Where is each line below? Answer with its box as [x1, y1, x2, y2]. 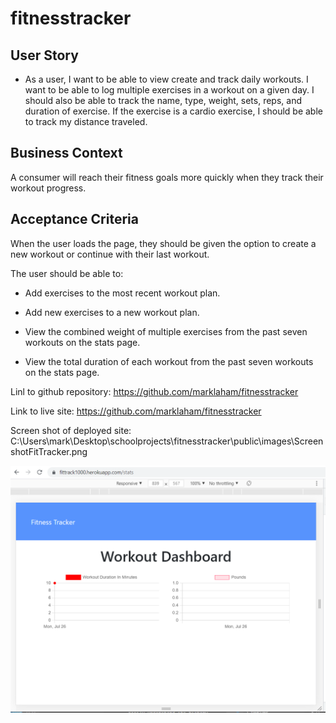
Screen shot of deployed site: [10, 424, 132, 436]
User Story [10, 47, 79, 64]
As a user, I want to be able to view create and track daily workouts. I [24, 73, 309, 85]
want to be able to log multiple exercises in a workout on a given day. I [24, 84, 315, 96]
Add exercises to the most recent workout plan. [24, 287, 221, 299]
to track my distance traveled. [24, 116, 148, 127]
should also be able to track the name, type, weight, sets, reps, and [24, 95, 302, 106]
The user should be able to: [10, 267, 124, 279]
